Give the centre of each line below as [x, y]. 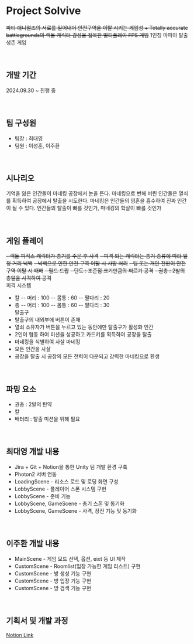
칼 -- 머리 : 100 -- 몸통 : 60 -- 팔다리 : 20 [62, 298]
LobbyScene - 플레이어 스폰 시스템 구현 [60, 489]
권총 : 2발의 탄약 [33, 404]
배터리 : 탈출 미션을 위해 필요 [47, 419]
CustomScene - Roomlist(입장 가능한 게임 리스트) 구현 [77, 566]
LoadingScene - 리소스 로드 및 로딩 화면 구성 [66, 481]
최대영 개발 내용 [33, 452]
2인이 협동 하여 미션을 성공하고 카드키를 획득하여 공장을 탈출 [83, 335]
